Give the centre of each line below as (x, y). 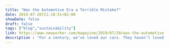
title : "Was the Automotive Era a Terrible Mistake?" (63, 10)
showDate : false (22, 19)
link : (11, 33)
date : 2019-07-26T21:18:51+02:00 (40, 14)
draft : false (19, 24)
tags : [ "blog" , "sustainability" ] (40, 28)
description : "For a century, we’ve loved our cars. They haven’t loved (85, 38)
